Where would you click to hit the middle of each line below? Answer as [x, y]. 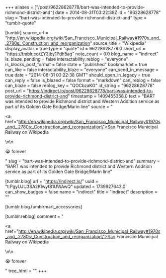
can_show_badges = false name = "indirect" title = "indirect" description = [81, 192]
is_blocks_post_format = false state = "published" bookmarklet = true [76, 64]
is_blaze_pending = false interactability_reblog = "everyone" [67, 59]
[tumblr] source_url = [27, 33]
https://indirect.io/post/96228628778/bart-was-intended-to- [91, 91]
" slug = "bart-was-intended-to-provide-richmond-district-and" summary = [83, 161]
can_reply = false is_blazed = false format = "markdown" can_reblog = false [83, 80]
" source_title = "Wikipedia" [118, 43]
